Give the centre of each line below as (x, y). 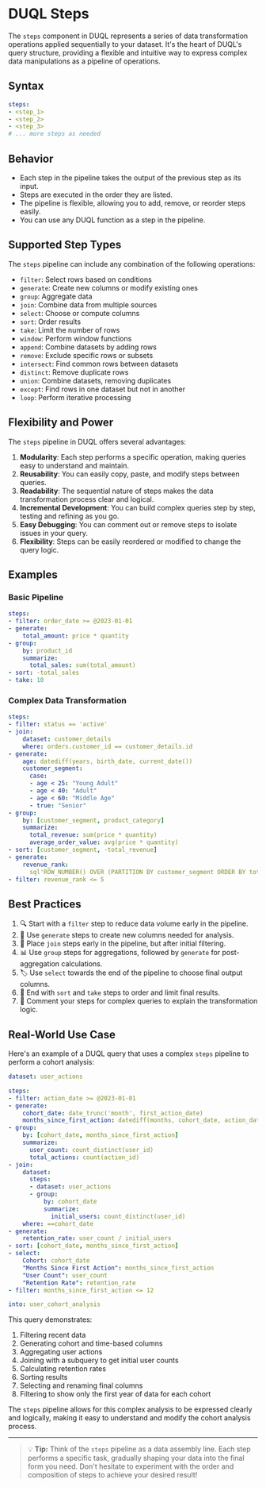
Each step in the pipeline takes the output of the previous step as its (130, 177)
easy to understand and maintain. (74, 465)
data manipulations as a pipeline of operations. (84, 61)
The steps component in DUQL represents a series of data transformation (128, 36)
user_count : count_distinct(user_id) (91, 1150)
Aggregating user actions (61, 1352)
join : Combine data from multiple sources (88, 304)
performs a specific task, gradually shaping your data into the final (136, 1458)
